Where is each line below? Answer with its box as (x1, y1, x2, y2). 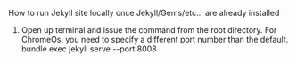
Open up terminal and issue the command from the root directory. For (21, 25, 277, 35)
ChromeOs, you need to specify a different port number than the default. (21, 35, 289, 44)
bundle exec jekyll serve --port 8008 (21, 43, 157, 54)
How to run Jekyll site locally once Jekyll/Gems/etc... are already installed (8, 8, 280, 18)
